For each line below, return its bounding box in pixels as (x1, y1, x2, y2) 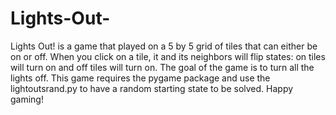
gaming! (10, 93, 44, 105)
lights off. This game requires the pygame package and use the (10, 72, 271, 84)
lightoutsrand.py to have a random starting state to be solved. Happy (10, 82, 294, 94)
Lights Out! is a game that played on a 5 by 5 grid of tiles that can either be (10, 40, 318, 52)
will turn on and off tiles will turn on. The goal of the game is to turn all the (10, 61, 315, 73)
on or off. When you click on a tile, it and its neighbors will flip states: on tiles (10, 50, 326, 62)
